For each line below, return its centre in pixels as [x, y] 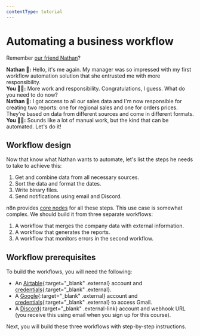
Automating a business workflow [90, 41]
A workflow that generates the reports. [62, 232]
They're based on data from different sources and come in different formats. [100, 113]
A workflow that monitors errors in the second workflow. [84, 239]
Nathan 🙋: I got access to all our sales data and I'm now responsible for [94, 101]
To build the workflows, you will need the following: [69, 272]
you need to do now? [32, 95]
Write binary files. [36, 190]
